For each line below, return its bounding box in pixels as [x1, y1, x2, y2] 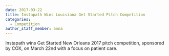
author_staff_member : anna [5, 26, 63, 31]
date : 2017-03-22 [5, 7, 43, 13]
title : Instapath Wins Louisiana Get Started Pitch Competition [5, 12, 145, 17]
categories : [5, 17, 31, 22]
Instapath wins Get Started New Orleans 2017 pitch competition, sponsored [5, 40, 164, 46]
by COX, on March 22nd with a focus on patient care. [5, 45, 118, 51]
